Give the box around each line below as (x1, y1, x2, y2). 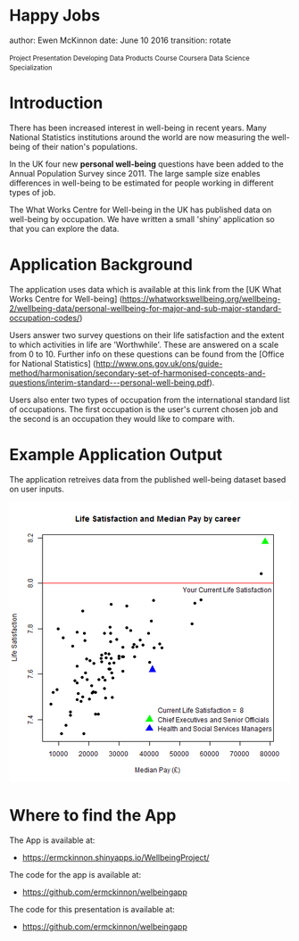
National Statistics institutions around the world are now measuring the (9, 131, 270, 143)
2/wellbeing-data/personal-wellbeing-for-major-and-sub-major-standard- (9, 302, 282, 313)
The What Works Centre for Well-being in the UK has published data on (9, 204, 272, 215)
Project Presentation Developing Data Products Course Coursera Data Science (9, 54, 250, 62)
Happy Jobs (9, 5, 101, 26)
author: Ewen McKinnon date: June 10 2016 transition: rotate (9, 35, 232, 45)
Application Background (9, 255, 194, 275)
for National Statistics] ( (9, 358, 96, 368)
